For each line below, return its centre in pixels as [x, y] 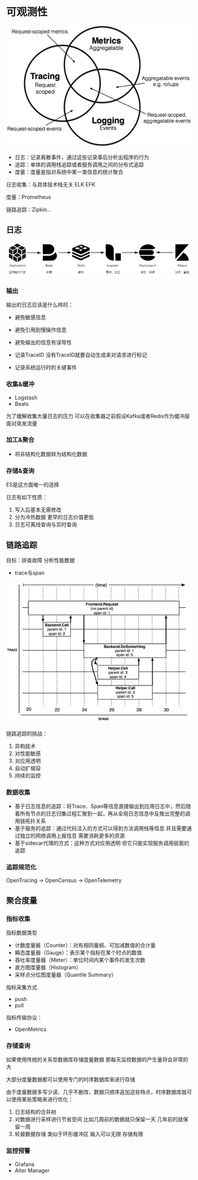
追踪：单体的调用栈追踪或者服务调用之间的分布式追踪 [79, 164]
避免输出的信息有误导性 [43, 342]
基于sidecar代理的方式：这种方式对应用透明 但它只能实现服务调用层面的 [102, 843]
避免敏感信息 [30, 317]
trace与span [29, 572]
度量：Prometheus [29, 197]
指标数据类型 [22, 933]
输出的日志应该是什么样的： [40, 305]
